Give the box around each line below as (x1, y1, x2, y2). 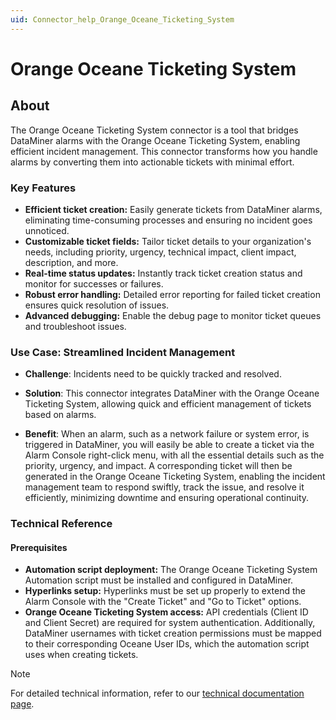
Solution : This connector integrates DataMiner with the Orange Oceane (24, 387, 320, 400)
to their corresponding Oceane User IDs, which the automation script (24, 638, 310, 650)
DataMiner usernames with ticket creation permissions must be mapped (24, 627, 322, 640)
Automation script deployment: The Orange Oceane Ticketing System (24, 564, 318, 576)
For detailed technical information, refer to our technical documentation (10, 687, 305, 700)
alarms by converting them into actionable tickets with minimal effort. (10, 156, 295, 168)
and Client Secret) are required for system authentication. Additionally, (24, 617, 316, 629)
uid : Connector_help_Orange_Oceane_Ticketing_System (10, 14, 235, 25)
